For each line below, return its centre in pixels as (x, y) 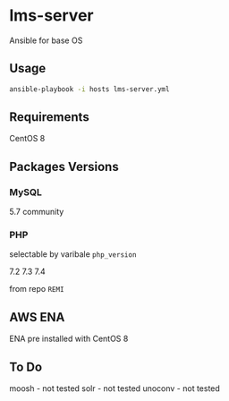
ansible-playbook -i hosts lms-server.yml (89, 89)
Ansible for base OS (46, 40)
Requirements (49, 117)
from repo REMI (37, 289)
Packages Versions (64, 166)
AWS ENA (37, 317)
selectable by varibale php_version (73, 254)
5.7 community (37, 212)
